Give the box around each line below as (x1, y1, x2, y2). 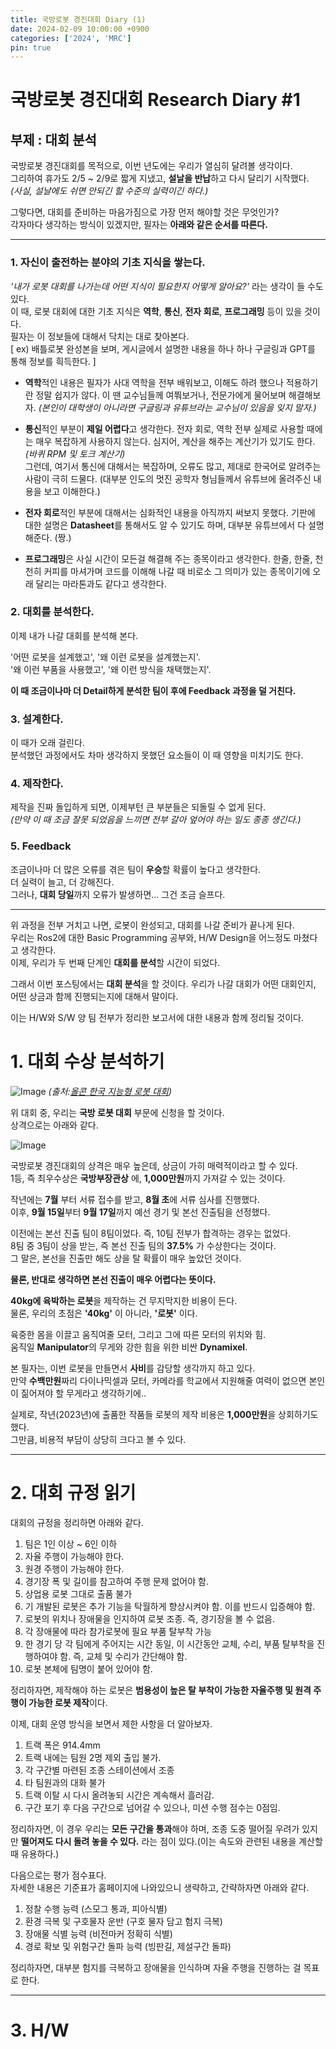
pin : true (10, 42, 52, 53)
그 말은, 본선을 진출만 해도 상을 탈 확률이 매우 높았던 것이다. (10, 1252, 242, 1264)
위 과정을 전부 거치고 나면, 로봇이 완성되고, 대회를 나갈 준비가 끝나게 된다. (10, 919, 295, 931)
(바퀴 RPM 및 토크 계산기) (24, 447, 126, 460)
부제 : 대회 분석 (10, 131, 97, 148)
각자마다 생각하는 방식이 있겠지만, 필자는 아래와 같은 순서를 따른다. (10, 219, 268, 231)
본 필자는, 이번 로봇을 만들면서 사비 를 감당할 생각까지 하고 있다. (10, 1362, 256, 1374)
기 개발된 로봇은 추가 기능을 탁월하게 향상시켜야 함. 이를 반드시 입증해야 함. (24, 1600, 316, 1612)
